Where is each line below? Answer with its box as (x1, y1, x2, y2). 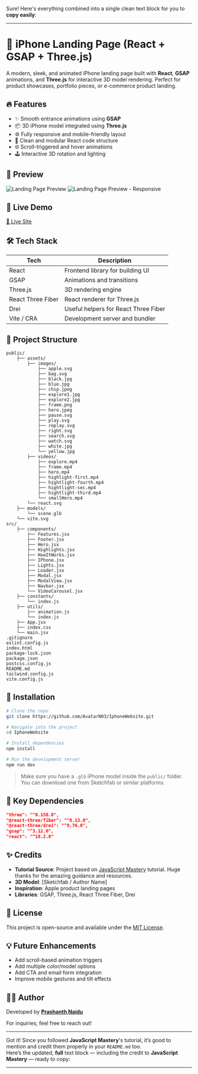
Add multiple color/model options (14, 963, 96, 970)
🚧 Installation (6, 692, 55, 703)
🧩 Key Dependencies (6, 796, 84, 806)
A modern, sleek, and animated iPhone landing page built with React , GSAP (6, 69, 190, 76)
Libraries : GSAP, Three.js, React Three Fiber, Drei (14, 891, 136, 898)
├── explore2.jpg (37, 397, 81, 403)
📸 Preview (6, 170, 44, 180)
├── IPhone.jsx (27, 557, 65, 563)
